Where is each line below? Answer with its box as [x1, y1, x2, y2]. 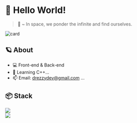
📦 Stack [5, 92, 33, 100]
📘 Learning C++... [12, 69, 49, 75]
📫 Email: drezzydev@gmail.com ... [12, 74, 85, 80]
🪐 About [5, 46, 34, 54]
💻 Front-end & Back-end [12, 62, 64, 68]
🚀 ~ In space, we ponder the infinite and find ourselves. [17, 21, 132, 27]
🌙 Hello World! [5, 4, 66, 16]
